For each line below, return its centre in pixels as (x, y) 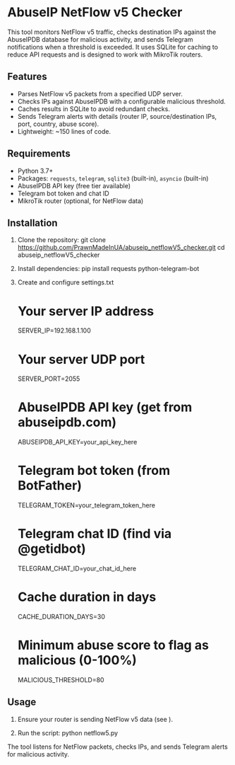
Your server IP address (85, 311)
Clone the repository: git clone (61, 240)
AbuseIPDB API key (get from (105, 407)
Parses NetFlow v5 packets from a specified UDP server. (100, 93)
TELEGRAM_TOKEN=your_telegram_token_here (86, 505)
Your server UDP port (81, 359)
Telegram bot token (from (94, 471)
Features (27, 77)
